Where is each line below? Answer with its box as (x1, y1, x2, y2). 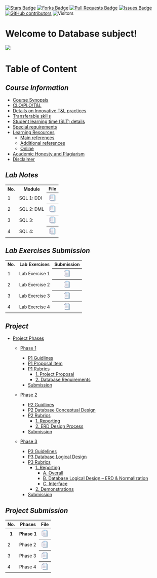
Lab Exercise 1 (19, 271, 50, 277)
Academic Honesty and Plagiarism (12, 150, 85, 157)
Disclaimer (12, 156, 35, 162)
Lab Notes (5, 171, 38, 180)
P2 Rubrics (27, 412, 51, 419)
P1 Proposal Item (27, 361, 63, 367)
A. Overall (43, 470, 63, 476)
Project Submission (5, 506, 68, 515)
